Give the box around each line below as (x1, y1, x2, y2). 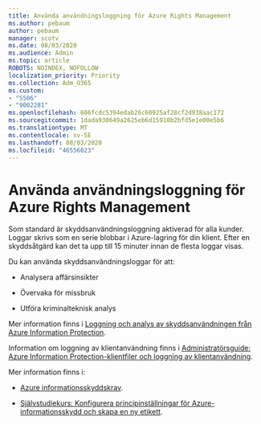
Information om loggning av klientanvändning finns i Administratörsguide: (8, 343, 251, 353)
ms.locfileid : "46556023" (8, 146, 95, 154)
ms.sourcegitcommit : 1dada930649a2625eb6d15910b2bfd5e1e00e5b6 (8, 116, 225, 124)
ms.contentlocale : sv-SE (8, 131, 92, 139)
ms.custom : (8, 86, 45, 95)
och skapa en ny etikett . (84, 407, 163, 417)
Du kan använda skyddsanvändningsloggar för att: (8, 257, 175, 267)
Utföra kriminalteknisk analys (19, 304, 116, 313)
